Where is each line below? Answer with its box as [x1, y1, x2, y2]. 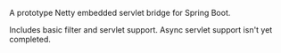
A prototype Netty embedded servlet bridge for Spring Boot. [9, 8, 231, 18]
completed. [9, 34, 51, 44]
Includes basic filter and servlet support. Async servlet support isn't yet [9, 25, 273, 34]
